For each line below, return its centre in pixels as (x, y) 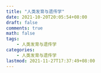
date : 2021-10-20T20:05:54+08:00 (47, 17)
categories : (20, 50)
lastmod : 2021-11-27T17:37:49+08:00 (50, 61)
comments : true (25, 28)
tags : (13, 39)
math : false (20, 34)
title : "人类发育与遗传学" (35, 11)
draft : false (22, 22)
